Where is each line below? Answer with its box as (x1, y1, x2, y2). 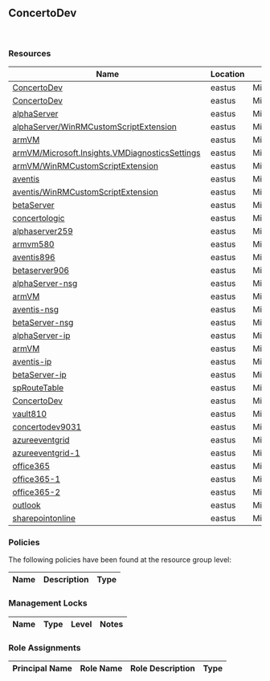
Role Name (80, 663, 123, 674)
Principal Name (12, 663, 72, 674)
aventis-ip (12, 357, 52, 368)
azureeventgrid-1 (12, 447, 80, 459)
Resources (8, 47, 51, 59)
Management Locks (8, 597, 88, 609)
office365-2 (12, 487, 61, 498)
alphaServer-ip (12, 330, 71, 341)
